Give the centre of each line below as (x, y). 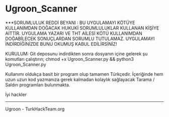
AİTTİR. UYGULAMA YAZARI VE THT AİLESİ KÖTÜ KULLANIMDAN (74, 33)
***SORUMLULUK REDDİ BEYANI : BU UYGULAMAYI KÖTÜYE (70, 23)
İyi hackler (16, 94)
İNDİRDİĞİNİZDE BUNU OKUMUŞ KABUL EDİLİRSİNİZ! (61, 44)
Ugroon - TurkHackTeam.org (35, 109)
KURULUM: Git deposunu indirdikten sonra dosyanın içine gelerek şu (76, 54)
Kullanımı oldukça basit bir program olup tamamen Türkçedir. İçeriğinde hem (84, 74)
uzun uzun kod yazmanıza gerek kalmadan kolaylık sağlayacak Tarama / (80, 79)
